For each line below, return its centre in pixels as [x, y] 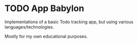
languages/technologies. [29, 27]
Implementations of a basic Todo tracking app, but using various [69, 22]
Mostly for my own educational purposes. [46, 36]
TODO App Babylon [44, 8]
